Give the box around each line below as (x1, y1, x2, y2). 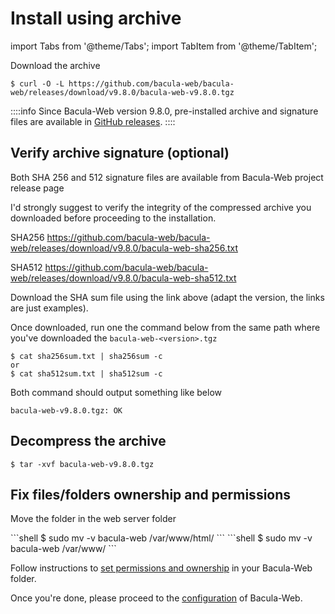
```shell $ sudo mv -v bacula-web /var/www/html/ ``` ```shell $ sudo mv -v (10, 532, 313, 544)
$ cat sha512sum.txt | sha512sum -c (10, 368, 163, 379)
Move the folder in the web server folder (10, 513, 177, 525)
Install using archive (10, 7, 182, 30)
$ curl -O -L (10, 78, 65, 89)
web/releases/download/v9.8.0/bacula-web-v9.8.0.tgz (10, 87, 235, 97)
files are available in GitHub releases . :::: (10, 115, 176, 127)
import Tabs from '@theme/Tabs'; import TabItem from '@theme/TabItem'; (10, 40, 318, 52)
